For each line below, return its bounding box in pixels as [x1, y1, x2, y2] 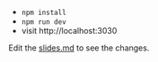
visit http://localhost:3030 [21, 26, 118, 35]
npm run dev [21, 18, 66, 27]
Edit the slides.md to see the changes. [8, 43, 150, 53]
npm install [21, 8, 66, 17]
